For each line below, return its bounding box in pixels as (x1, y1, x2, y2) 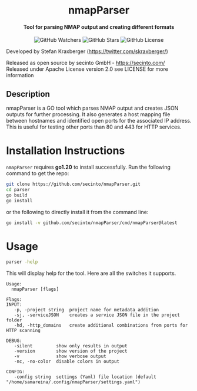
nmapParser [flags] (11, 287, 59, 293)
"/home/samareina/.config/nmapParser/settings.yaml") (6, 379, 141, 385)
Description (6, 89, 50, 99)
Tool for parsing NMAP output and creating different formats (23, 23, 175, 30)
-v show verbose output (14, 353, 107, 360)
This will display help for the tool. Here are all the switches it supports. (6, 270, 176, 277)
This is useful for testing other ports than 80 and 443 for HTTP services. (6, 123, 182, 130)
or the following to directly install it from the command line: (6, 208, 149, 215)
